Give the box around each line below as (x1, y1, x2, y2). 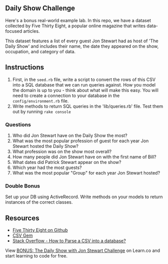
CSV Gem (12, 232, 33, 238)
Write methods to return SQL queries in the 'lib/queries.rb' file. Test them (12, 103, 163, 109)
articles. (23, 28, 40, 34)
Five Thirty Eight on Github (12, 227, 68, 233)
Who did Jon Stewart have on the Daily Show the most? (12, 132, 128, 138)
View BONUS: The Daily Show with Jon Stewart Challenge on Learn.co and (5, 247, 160, 253)
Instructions (5, 63, 44, 72)
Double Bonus (5, 182, 40, 189)
